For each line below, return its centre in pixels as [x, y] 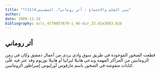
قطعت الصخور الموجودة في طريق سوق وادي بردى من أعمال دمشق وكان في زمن [80, 55]
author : [13, 14]
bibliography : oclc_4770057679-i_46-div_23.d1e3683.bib [64, 23]
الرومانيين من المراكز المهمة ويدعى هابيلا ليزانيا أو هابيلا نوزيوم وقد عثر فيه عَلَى [77, 60]
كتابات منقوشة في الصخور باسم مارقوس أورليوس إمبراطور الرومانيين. [69, 65]
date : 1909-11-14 [23, 19]
